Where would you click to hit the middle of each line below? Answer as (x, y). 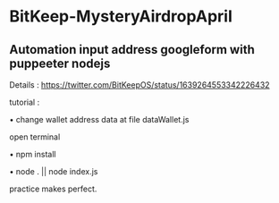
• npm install (33, 154)
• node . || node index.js (54, 171)
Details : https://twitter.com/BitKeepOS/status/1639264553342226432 (139, 85)
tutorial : (25, 102)
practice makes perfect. (53, 189)
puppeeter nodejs (60, 63)
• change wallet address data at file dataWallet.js (99, 119)
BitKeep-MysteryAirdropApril (121, 17)
